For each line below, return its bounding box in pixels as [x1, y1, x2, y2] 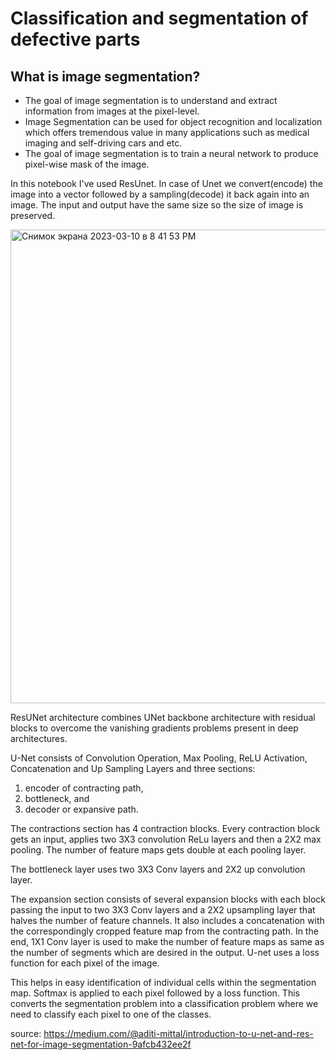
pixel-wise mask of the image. [24, 158, 150, 170]
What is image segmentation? [10, 68, 201, 85]
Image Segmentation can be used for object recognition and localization [24, 116, 323, 127]
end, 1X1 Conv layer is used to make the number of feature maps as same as [10, 936, 325, 947]
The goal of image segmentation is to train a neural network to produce [24, 148, 319, 159]
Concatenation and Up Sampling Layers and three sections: [10, 763, 256, 774]
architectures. [10, 733, 68, 744]
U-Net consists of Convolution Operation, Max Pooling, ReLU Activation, [10, 752, 308, 764]
